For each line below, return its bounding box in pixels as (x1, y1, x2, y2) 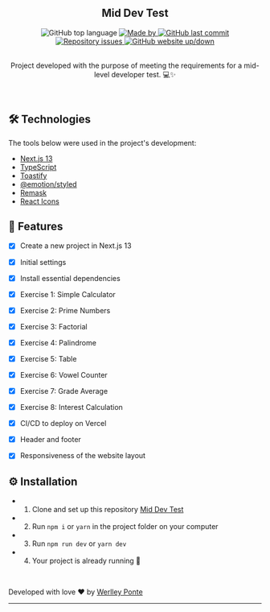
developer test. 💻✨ (111, 69, 177, 79)
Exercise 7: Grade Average (19, 387, 108, 395)
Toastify (19, 171, 47, 180)
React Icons (19, 196, 60, 206)
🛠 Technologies (8, 113, 91, 126)
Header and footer (19, 435, 82, 445)
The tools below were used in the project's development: (8, 138, 197, 147)
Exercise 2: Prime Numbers (19, 305, 111, 315)
